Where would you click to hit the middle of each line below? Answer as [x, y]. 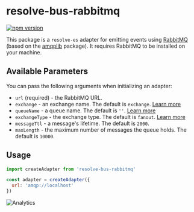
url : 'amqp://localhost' [43, 185]
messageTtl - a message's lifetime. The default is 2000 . [82, 123]
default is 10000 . [35, 136]
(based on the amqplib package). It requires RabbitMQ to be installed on [96, 46]
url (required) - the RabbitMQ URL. [58, 97]
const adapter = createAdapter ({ [48, 180]
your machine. [24, 52]
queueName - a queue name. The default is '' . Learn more [85, 111]
